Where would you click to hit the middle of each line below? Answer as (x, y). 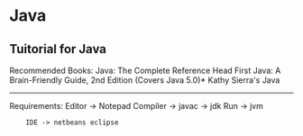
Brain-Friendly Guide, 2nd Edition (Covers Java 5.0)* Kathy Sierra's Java (145, 80)
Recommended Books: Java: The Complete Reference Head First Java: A (145, 70)
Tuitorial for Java (58, 49)
